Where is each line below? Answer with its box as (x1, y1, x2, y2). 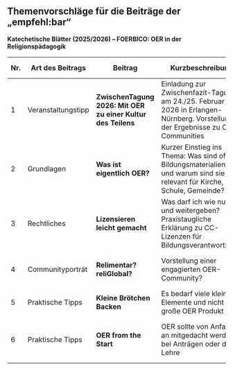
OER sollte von (161, 322, 209, 331)
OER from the (96, 330, 141, 340)
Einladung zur (161, 79, 207, 89)
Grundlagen (27, 164, 67, 173)
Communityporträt (27, 264, 88, 274)
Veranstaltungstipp (27, 105, 89, 114)
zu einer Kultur (96, 109, 147, 119)
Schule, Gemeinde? (161, 185, 225, 195)
